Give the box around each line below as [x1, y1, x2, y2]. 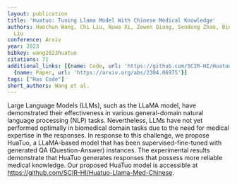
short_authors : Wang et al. [7, 82, 90, 89]
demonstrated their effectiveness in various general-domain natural [7, 109, 204, 117]
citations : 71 [7, 56, 49, 63]
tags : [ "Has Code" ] [7, 75, 65, 83]
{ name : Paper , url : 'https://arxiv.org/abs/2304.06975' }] [13, 69, 188, 76]
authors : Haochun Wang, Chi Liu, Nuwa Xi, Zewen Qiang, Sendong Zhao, [7, 23, 219, 30]
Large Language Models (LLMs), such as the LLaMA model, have [7, 101, 196, 110]
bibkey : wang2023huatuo [7, 50, 78, 57]
